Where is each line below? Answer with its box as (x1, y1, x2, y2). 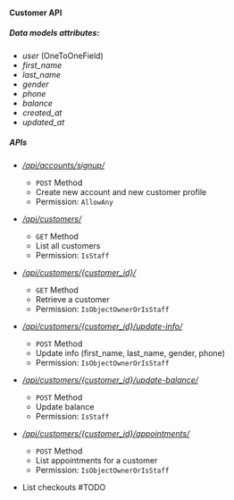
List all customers (35, 240, 101, 250)
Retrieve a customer (35, 293, 110, 304)
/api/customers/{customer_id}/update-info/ (21, 320, 183, 331)
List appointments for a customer (35, 454, 158, 465)
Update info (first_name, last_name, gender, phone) (35, 347, 225, 358)
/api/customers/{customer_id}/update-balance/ (21, 374, 199, 385)
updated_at (21, 116, 65, 127)
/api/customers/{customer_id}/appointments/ (21, 428, 190, 438)
